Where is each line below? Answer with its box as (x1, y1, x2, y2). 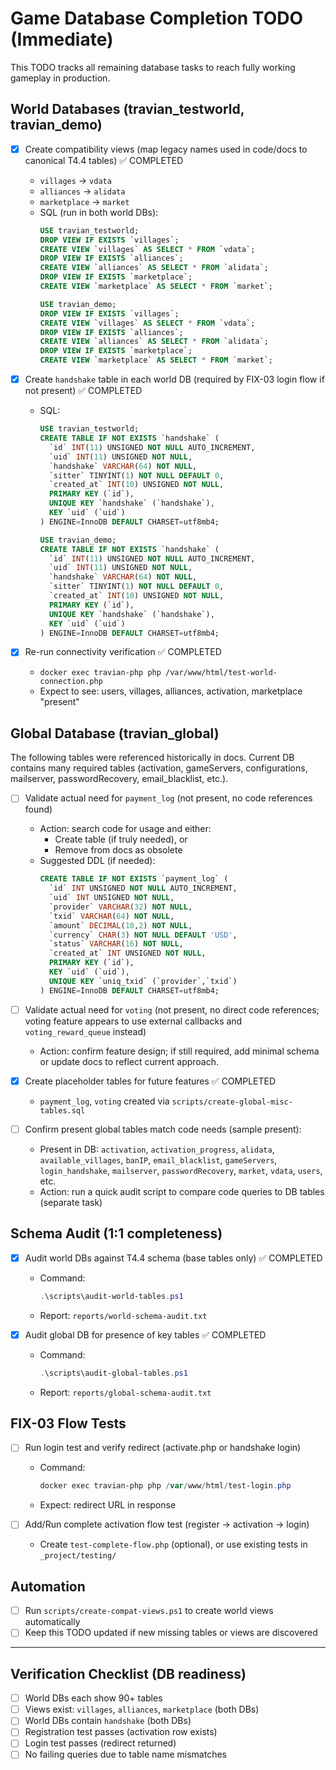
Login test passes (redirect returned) (24, 1737, 177, 1749)
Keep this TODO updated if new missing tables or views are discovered (24, 1627, 318, 1639)
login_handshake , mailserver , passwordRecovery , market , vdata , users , (39, 1164, 323, 1176)
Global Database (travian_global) (10, 725, 220, 742)
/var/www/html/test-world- (165, 668, 278, 678)
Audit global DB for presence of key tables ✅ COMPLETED (24, 1328, 267, 1341)
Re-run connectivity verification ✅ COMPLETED (24, 646, 222, 658)
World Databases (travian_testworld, (10, 101, 245, 118)
